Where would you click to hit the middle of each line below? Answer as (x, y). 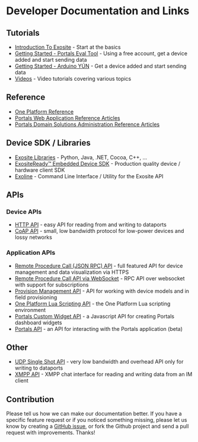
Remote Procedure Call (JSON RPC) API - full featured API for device (99, 266)
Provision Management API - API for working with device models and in (102, 291)
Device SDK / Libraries (48, 143)
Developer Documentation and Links (98, 11)
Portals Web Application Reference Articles (67, 118)
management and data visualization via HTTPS (72, 272)
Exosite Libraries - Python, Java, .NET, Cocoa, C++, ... (81, 157)
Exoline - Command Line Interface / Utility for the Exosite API (89, 176)
